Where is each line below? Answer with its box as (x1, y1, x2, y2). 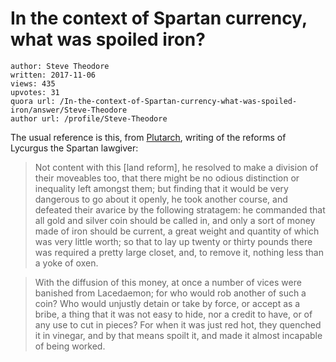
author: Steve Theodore (10, 61, 110, 71)
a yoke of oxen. (34, 257, 99, 269)
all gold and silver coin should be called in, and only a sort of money (34, 214, 316, 226)
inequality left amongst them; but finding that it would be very (34, 182, 289, 194)
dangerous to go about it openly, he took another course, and (34, 193, 288, 205)
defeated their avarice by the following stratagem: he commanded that (34, 203, 326, 216)
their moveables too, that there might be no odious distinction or (34, 172, 300, 184)
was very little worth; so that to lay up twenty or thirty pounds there (34, 235, 313, 247)
